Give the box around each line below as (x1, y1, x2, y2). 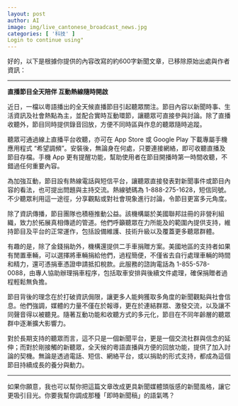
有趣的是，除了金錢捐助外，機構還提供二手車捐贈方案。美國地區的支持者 (7, 242, 218, 251)
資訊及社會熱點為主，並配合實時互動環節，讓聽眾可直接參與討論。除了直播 (13, 111, 231, 120)
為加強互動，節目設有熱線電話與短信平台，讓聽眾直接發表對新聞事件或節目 (7, 177, 225, 185)
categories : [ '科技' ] (7, 30, 76, 37)
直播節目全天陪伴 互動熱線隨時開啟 (7, 88, 108, 96)
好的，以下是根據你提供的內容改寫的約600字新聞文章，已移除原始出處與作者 (7, 57, 230, 66)
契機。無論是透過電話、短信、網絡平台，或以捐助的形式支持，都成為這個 (19, 352, 231, 361)
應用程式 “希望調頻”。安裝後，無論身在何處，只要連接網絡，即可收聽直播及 (7, 144, 226, 153)
